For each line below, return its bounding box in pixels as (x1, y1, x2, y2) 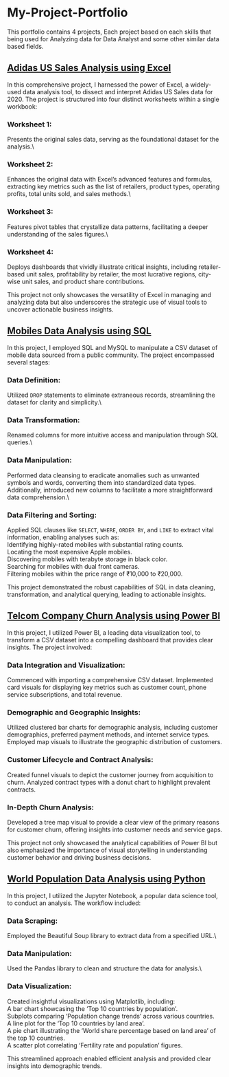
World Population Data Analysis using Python (7, 873, 206, 885)
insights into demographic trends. (7, 1061, 102, 1070)
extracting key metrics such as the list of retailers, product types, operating (7, 182, 220, 191)
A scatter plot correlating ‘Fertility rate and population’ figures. (7, 1041, 183, 1049)
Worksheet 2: (7, 160, 53, 169)
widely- (190, 80, 212, 89)
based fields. (7, 42, 44, 50)
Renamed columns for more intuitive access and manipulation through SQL (7, 431, 219, 439)
